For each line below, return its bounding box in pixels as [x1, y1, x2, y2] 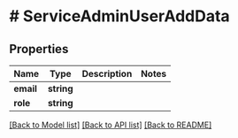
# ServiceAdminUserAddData [9, 6, 230, 27]
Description [81, 68, 133, 80]
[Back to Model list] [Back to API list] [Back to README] [9, 119, 212, 130]
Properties [9, 42, 69, 57]
